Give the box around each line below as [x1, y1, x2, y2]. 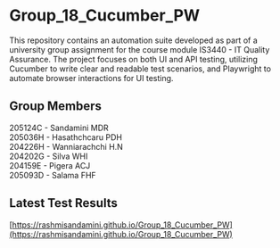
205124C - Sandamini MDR [9, 122, 109, 133]
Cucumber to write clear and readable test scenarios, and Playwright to [9, 63, 272, 74]
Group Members [9, 99, 103, 114]
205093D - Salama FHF [9, 169, 96, 180]
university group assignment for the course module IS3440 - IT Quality [9, 44, 270, 54]
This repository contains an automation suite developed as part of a [9, 35, 259, 45]
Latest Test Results [9, 195, 118, 211]
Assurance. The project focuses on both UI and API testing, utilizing [9, 54, 259, 64]
